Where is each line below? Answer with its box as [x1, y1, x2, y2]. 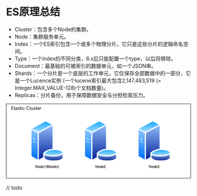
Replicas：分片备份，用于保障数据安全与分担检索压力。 [14, 91, 148, 98]
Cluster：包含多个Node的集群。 [14, 26, 92, 33]
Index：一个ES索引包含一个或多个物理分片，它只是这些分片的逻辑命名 [14, 40, 184, 47]
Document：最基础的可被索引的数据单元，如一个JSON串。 [14, 62, 157, 69]
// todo [6, 184, 22, 191]
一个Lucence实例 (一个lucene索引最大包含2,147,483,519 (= [19, 77, 162, 84]
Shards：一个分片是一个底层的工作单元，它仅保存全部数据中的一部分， [14, 70, 186, 77]
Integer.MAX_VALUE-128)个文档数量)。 [14, 84, 109, 91]
